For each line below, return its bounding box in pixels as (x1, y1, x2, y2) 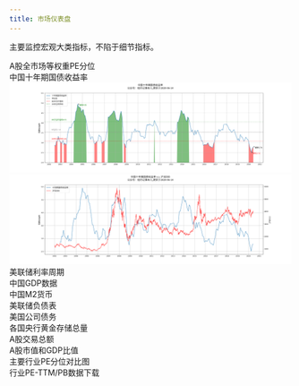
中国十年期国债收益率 (9, 72, 88, 82)
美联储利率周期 (9, 266, 64, 277)
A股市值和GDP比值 (9, 345, 79, 356)
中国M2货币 (9, 288, 54, 299)
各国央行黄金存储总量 (9, 322, 88, 333)
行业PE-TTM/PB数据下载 (9, 367, 100, 378)
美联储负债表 (9, 300, 56, 311)
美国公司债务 (9, 311, 56, 322)
